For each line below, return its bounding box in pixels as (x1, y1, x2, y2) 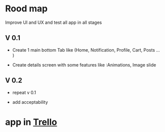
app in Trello (5, 116, 57, 128)
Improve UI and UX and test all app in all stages (5, 19, 102, 25)
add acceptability (12, 99, 48, 105)
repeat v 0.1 (12, 89, 36, 95)
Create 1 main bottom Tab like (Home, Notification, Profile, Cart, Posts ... (12, 47, 160, 53)
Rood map (5, 3, 48, 14)
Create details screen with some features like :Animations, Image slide (12, 62, 157, 67)
